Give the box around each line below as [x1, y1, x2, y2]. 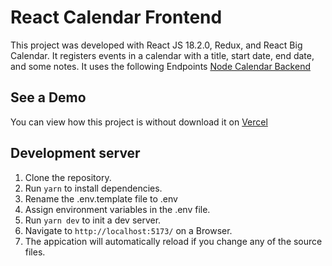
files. [24, 246, 46, 258]
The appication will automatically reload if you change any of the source [24, 235, 323, 247]
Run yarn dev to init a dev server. [24, 214, 162, 226]
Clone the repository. [24, 171, 112, 183]
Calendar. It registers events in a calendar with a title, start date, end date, [10, 49, 315, 61]
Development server [10, 145, 141, 162]
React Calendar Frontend [10, 6, 223, 29]
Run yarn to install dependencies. [24, 182, 163, 194]
